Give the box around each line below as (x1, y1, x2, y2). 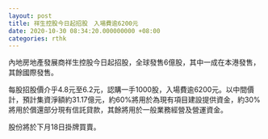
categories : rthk (8, 34, 67, 43)
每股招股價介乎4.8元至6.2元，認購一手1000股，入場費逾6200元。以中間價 (8, 85, 254, 95)
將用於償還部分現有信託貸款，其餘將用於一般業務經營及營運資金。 (8, 105, 228, 115)
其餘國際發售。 (8, 68, 58, 78)
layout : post (8, 11, 52, 20)
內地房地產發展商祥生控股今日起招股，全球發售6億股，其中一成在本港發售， (8, 57, 261, 67)
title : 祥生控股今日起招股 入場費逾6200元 (8, 19, 139, 27)
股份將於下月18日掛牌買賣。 (8, 122, 101, 132)
